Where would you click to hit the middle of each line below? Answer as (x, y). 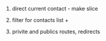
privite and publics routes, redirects (56, 31)
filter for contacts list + (40, 20)
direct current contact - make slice (55, 9)
